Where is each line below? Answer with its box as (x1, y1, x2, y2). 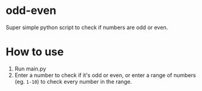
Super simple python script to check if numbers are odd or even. (5, 24, 168, 31)
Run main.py (14, 65, 46, 72)
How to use (5, 45, 64, 59)
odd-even (5, 4, 57, 18)
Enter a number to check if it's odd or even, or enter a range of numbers (14, 71, 197, 79)
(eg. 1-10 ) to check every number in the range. (14, 78, 132, 85)
